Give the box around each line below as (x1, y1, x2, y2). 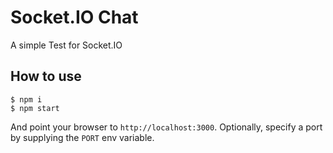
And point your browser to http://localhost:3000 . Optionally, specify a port (10, 121, 323, 133)
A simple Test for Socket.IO (10, 39, 123, 51)
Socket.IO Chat (10, 6, 139, 29)
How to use (10, 68, 82, 85)
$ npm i (10, 94, 43, 105)
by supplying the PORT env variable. (10, 131, 155, 143)
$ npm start (10, 103, 60, 113)
